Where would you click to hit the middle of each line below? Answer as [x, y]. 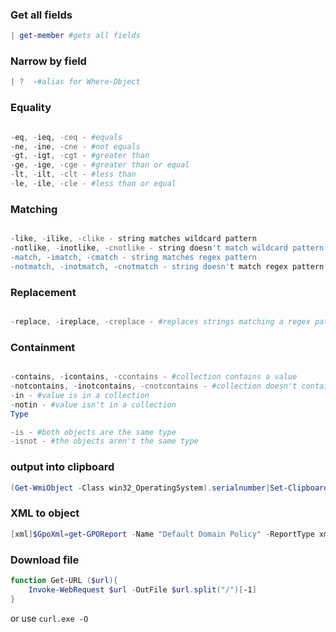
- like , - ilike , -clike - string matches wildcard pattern [133, 239]
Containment [43, 347]
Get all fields [41, 15]
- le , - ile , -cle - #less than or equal [93, 184]
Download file [45, 560]
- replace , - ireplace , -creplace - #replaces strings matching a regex [160, 321]
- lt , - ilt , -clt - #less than [73, 174]
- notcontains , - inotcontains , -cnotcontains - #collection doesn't [154, 386]
